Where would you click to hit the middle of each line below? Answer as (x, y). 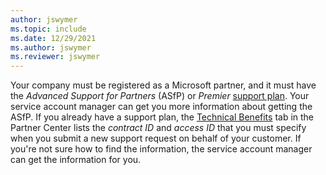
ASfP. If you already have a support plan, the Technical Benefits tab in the (162, 117)
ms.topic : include (48, 29)
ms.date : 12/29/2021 (53, 38)
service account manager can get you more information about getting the (161, 107)
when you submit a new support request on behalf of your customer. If (156, 138)
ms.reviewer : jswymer (55, 57)
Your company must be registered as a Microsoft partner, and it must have (163, 85)
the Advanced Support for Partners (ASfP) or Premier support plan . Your (160, 96)
